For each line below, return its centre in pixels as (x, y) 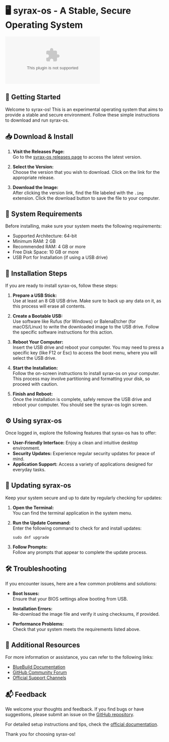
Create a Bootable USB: (38, 316)
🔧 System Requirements (44, 214)
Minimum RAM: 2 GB (34, 241)
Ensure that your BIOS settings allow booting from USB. (70, 599)
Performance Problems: (38, 624)
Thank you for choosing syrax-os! (40, 734)
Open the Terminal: (33, 507)
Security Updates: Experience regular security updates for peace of (84, 453)
